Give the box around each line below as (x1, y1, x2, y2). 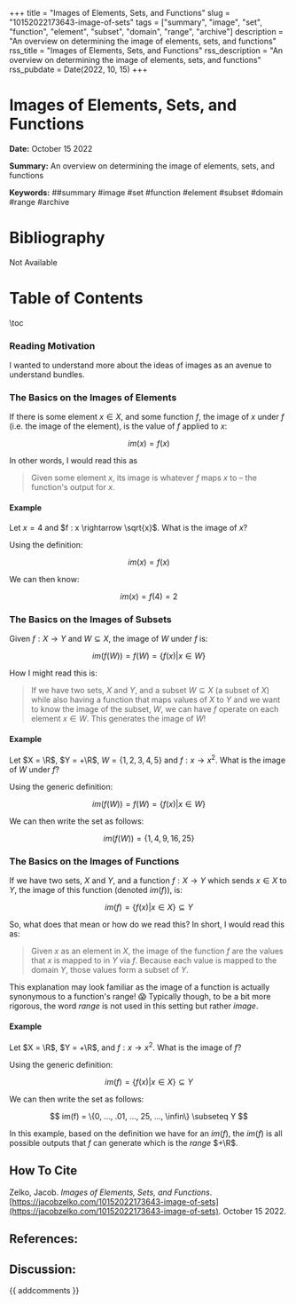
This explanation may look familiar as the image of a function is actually (9, 982, 270, 992)
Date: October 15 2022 (9, 143, 93, 154)
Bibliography (9, 228, 105, 248)
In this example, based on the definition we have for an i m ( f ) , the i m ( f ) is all (9, 1127, 283, 1139)
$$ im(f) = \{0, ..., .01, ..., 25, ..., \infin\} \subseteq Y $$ (50, 1110, 248, 1121)
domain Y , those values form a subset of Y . (30, 965, 189, 976)
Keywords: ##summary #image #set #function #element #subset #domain (9, 186, 284, 198)
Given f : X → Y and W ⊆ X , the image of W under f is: (9, 633, 208, 644)
